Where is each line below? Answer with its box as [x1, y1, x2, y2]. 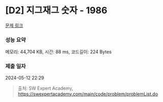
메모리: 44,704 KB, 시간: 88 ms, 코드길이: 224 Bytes [5, 49, 112, 55]
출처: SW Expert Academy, [17, 85, 73, 91]
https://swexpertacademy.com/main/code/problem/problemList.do [17, 91, 158, 97]
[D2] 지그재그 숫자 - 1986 [5, 5, 107, 16]
